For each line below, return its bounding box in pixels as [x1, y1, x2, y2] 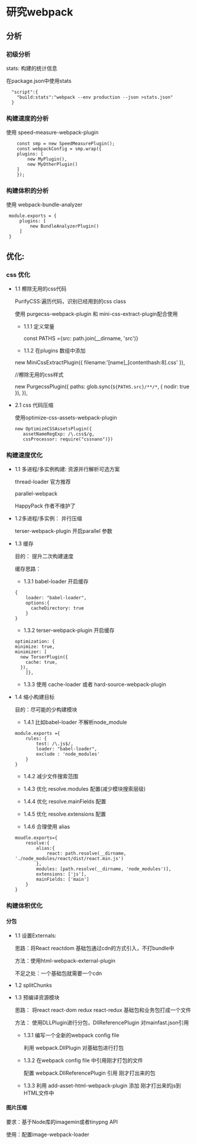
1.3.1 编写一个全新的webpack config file [23, 1031, 120, 1038]
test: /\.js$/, [36, 741, 74, 747]
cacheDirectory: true [30, 605, 84, 611]
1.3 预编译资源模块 [14, 993, 60, 1001]
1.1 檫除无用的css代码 [14, 285, 67, 292]
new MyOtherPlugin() [27, 161, 78, 168]
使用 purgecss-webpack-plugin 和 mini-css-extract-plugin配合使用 [14, 311, 178, 318]
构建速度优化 [6, 451, 43, 459]
